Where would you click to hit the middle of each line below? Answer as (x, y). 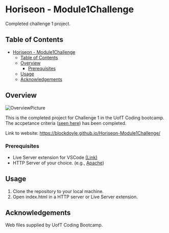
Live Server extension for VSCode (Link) (55, 157)
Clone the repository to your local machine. (58, 191)
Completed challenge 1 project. (38, 24)
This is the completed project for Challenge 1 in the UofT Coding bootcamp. (85, 118)
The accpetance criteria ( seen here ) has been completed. (66, 123)
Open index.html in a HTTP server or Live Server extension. (75, 197)
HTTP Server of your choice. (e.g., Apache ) (58, 163)
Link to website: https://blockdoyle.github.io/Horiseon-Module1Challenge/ (83, 133)
